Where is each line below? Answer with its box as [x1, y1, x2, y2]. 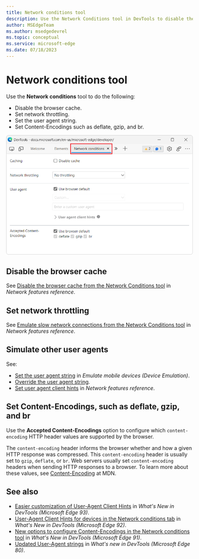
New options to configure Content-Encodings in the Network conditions [14, 528, 190, 535]
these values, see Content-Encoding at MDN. [6, 470, 117, 477]
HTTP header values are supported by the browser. [28, 433, 154, 440]
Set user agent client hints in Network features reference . [14, 384, 155, 391]
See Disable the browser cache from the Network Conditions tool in [6, 282, 171, 290]
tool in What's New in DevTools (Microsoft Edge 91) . [14, 534, 142, 541]
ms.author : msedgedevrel [6, 28, 68, 34]
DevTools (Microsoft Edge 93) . [14, 509, 90, 516]
